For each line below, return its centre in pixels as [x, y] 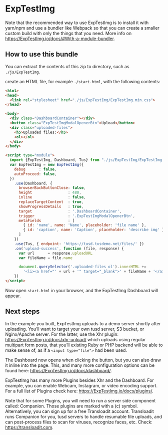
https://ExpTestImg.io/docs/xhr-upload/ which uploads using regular [75, 339]
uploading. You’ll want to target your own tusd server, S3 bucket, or [75, 329]
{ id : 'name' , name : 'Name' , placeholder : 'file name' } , [85, 225]
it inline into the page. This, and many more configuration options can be [80, 365]
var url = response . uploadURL [55, 253]
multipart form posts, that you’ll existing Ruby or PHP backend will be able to [84, 345]
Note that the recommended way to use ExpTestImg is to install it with [77, 23]
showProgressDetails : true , [51, 206]
